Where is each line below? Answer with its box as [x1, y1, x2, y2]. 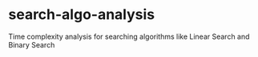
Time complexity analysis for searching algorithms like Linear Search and [8, 32, 250, 41]
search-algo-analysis [8, 6, 155, 24]
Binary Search [8, 40, 55, 49]
